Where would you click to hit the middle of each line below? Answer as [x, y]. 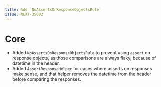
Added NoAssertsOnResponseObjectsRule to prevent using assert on [81, 53]
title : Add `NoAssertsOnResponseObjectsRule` [53, 10]
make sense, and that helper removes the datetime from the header [81, 74]
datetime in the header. [36, 63]
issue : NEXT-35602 [24, 14]
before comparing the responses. [47, 79]
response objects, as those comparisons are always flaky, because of [84, 58]
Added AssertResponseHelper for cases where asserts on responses [82, 69]
